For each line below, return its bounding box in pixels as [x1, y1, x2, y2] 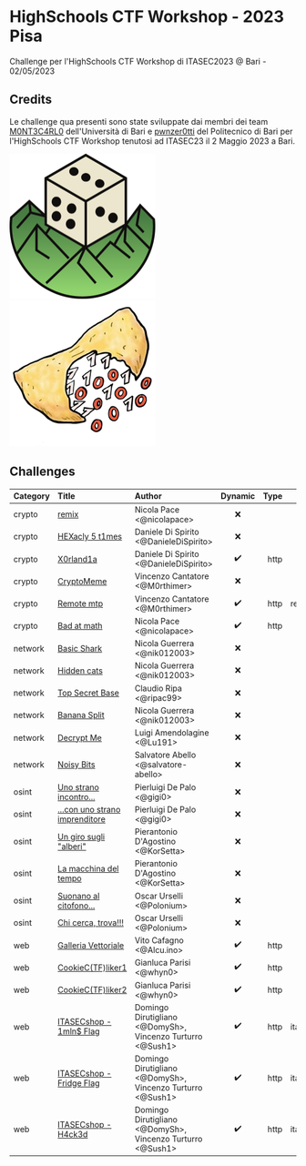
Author [135, 491, 162, 502]
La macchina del [57, 863, 119, 874]
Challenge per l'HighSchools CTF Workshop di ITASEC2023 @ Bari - [9, 56, 267, 66]
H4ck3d [57, 1129, 88, 1140]
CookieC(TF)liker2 [57, 985, 127, 996]
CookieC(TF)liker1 [57, 962, 127, 973]
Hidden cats [57, 664, 103, 675]
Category [13, 491, 50, 502]
